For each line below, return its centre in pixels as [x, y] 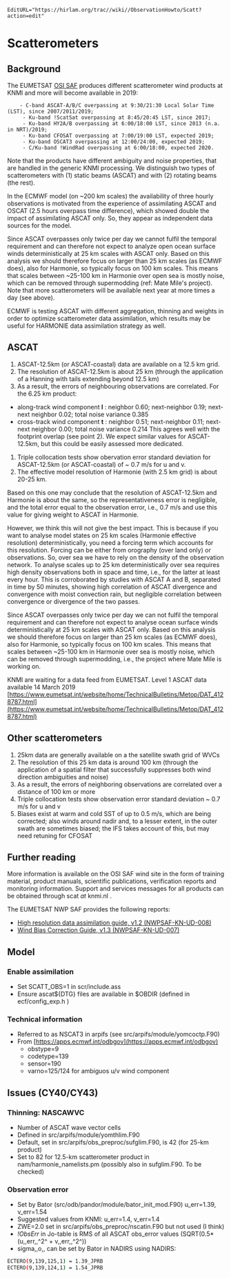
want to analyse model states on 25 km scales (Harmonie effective [102, 535]
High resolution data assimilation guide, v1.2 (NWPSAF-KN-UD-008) [114, 923]
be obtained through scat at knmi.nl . [60, 896]
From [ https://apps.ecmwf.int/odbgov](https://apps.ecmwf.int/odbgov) [118, 1041]
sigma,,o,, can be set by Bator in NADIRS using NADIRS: [97, 1249]
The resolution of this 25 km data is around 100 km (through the [108, 762]
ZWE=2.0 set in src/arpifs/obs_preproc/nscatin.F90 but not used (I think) [121, 1227]
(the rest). [21, 183]
